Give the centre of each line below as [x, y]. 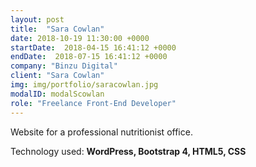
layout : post [37, 19]
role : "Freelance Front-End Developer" [93, 103]
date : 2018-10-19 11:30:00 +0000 [80, 38]
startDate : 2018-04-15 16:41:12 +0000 [93, 47]
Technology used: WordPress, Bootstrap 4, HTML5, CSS [128, 151]
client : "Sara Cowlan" [57, 76]
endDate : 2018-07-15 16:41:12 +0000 [89, 57]
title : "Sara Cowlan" [57, 29]
